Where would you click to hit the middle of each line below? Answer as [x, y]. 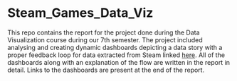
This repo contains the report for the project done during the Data [104, 32]
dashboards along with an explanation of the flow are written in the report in [118, 62]
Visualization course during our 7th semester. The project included [105, 39]
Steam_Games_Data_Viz [80, 13]
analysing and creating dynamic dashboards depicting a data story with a [115, 47]
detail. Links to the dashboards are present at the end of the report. [106, 70]
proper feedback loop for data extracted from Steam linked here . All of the [116, 55]
